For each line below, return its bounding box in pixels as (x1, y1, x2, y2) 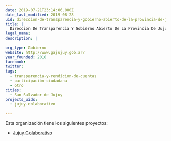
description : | (5, 36, 38, 41)
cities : (5, 87, 22, 93)
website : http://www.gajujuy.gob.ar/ (5, 50, 85, 55)
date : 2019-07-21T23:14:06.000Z (5, 7, 74, 13)
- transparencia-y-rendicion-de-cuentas (10, 74, 97, 79)
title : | (5, 21, 24, 27)
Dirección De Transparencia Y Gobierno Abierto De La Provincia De (10, 26, 156, 31)
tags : (5, 69, 17, 74)
